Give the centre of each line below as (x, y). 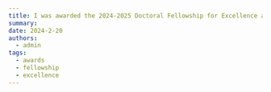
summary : (23, 23)
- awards (30, 61)
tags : (17, 53)
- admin (29, 46)
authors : (23, 38)
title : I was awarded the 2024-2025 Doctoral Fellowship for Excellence (133, 16)
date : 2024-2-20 (35, 30)
